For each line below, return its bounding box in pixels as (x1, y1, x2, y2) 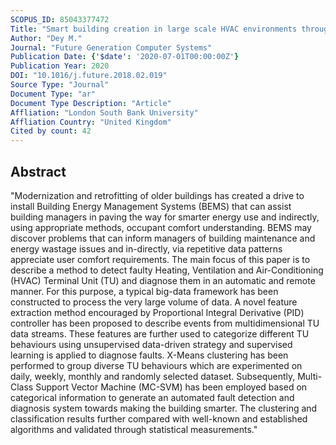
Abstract (10, 163, 67, 180)
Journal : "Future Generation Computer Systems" (10, 42, 213, 53)
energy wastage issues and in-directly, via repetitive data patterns (10, 242, 283, 255)
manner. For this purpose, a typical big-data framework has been (10, 285, 279, 297)
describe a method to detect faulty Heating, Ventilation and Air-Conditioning (10, 264, 324, 276)
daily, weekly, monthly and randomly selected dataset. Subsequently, (10, 370, 296, 382)
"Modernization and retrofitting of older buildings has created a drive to (10, 189, 305, 201)
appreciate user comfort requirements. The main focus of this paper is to (10, 253, 311, 265)
